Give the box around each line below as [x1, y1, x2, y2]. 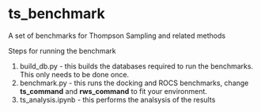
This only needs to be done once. [19, 69, 129, 79]
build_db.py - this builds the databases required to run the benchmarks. [19, 61, 254, 71]
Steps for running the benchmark [8, 46, 116, 55]
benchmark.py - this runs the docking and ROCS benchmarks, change [19, 78, 249, 88]
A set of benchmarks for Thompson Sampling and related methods [8, 31, 226, 40]
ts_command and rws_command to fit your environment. [19, 86, 208, 95]
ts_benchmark [8, 5, 105, 23]
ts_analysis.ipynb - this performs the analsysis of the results [19, 95, 216, 104]
